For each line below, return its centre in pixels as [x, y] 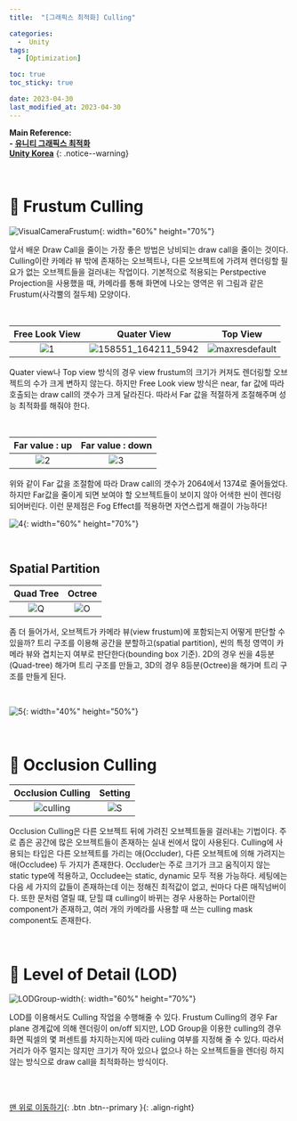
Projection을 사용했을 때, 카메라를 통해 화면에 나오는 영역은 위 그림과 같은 [136, 282]
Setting [115, 793]
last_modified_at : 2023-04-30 [65, 107]
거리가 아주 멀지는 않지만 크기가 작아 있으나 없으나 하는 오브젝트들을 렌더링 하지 [147, 1051]
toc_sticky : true [41, 83]
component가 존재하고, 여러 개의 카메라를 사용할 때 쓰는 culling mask [131, 909]
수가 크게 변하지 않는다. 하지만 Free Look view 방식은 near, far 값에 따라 [158, 383]
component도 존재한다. [50, 921]
